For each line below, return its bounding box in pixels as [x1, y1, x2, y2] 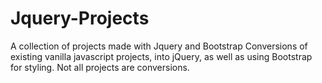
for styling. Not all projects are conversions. [10, 61, 190, 73]
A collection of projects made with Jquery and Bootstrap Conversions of [10, 40, 308, 52]
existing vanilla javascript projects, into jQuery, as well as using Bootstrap [10, 50, 313, 62]
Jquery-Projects [10, 7, 150, 30]
